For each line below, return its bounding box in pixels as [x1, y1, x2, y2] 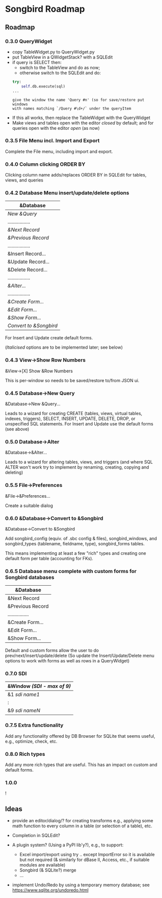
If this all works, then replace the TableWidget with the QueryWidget [12, 115, 151, 120]
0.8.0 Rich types [5, 750, 46, 757]
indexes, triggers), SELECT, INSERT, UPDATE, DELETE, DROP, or [5, 416, 136, 421]
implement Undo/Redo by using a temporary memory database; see [12, 882, 150, 888]
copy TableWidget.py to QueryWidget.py [12, 49, 95, 55]
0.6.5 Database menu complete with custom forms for [5, 568, 137, 574]
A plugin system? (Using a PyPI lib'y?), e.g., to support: [12, 842, 124, 848]
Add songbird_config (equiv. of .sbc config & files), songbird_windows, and [5, 535, 157, 541]
